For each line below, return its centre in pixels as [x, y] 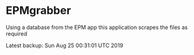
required [17, 33]
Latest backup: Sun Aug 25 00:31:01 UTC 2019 [64, 45]
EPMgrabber [38, 11]
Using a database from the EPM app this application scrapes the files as [97, 27]
